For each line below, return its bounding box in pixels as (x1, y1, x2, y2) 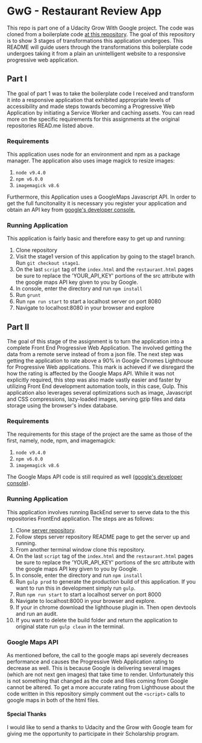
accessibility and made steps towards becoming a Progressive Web (7, 103, 175, 110)
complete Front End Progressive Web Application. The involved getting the (7, 344, 192, 351)
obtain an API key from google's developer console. (7, 206, 136, 214)
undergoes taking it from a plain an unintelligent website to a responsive (7, 49, 186, 57)
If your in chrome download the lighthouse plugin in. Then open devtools (15, 604, 197, 611)
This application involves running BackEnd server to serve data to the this (7, 508, 190, 515)
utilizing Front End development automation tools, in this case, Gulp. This (7, 383, 188, 390)
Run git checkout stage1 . (15, 260, 80, 267)
